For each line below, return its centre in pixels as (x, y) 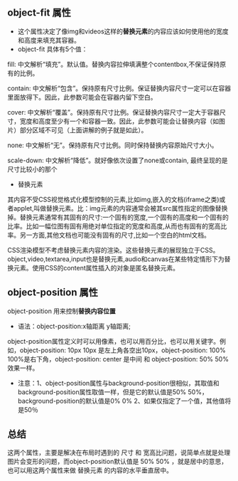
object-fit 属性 (39, 13)
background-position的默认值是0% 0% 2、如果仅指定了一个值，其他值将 (124, 401)
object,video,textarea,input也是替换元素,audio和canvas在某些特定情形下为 (116, 259)
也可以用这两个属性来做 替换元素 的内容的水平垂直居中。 (90, 470)
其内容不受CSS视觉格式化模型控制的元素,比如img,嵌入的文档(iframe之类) (113, 199)
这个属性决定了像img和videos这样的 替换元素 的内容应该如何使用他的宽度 (123, 31)
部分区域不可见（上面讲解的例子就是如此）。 (83, 129)
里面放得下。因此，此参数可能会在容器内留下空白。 (82, 97)
